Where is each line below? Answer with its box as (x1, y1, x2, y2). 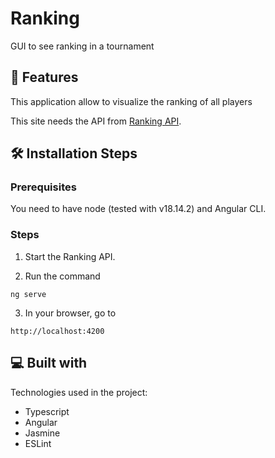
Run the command (24, 270, 101, 282)
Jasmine (24, 427, 61, 439)
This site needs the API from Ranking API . (10, 115, 182, 127)
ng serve (10, 289, 47, 299)
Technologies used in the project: (10, 386, 148, 398)
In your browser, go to (24, 307, 117, 319)
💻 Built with (10, 355, 88, 372)
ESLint (24, 437, 52, 449)
